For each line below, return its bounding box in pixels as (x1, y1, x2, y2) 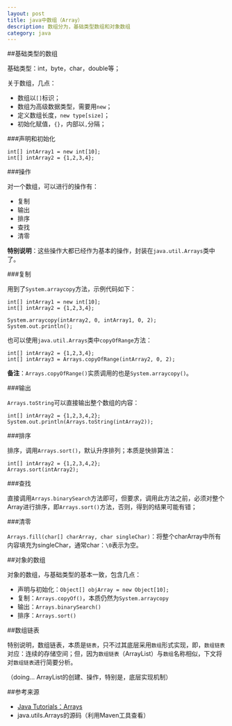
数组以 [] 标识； (17, 94, 61, 102)
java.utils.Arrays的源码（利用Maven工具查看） (17, 711, 150, 720)
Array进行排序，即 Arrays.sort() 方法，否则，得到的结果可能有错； (7, 503, 198, 511)
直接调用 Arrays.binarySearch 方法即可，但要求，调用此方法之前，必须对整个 (7, 494, 225, 502)
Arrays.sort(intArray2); (7, 466, 79, 473)
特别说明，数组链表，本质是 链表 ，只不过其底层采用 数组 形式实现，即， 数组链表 (7, 641, 226, 650)
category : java (7, 29, 51, 37)
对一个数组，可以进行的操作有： (7, 182, 99, 191)
